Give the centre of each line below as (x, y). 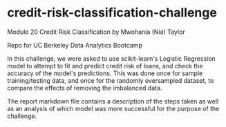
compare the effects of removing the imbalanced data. (85, 88)
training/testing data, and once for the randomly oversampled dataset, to (111, 80)
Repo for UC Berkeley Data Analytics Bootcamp (75, 45)
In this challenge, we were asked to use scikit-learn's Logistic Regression (111, 58)
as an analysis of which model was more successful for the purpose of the (113, 108)
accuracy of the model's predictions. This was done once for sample (105, 73)
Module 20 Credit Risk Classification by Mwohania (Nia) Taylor (96, 32)
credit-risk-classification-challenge (112, 13)
